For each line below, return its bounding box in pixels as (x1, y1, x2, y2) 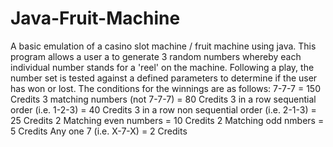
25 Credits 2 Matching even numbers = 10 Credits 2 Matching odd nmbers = (10, 114, 325, 126)
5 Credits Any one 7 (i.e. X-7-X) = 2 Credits (10, 125, 188, 137)
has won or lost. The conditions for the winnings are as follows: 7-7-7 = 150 (10, 82, 321, 94)
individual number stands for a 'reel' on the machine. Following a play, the (10, 61, 315, 73)
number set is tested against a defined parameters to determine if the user (10, 72, 318, 84)
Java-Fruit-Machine (10, 7, 181, 30)
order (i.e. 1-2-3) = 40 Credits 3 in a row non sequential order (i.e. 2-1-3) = (10, 103, 317, 116)
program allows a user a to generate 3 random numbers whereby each (10, 50, 302, 62)
